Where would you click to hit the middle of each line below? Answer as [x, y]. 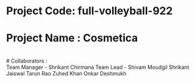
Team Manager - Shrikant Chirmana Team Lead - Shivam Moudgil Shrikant [98, 67]
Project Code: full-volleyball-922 [89, 11]
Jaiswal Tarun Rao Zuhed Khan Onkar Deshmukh [66, 74]
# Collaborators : [27, 61]
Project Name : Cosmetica [72, 38]
